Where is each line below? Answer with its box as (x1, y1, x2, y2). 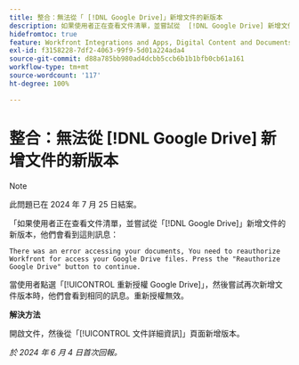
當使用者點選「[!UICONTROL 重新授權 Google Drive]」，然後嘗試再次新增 (9, 279, 276, 289)
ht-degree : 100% (9, 79, 69, 88)
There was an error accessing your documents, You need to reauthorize (9, 247, 280, 255)
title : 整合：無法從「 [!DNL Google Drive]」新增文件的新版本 (9, 12, 223, 22)
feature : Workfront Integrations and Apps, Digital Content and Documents (9, 37, 293, 47)
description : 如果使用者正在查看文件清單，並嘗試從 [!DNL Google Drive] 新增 (9, 21, 282, 30)
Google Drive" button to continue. (9, 262, 141, 272)
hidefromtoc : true (9, 29, 77, 38)
